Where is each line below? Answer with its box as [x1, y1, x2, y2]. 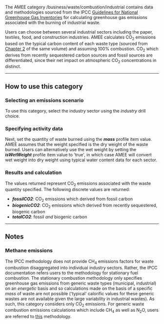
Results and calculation [5, 169, 62, 176]
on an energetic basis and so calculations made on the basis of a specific [5, 285, 153, 291]
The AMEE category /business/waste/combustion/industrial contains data [5, 4, 153, 10]
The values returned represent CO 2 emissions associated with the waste [5, 180, 151, 187]
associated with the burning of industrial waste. [5, 19, 101, 25]
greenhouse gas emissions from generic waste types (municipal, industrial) [5, 280, 157, 286]
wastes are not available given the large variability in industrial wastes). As [5, 296, 155, 302]
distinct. [5, 63, 21, 70]
